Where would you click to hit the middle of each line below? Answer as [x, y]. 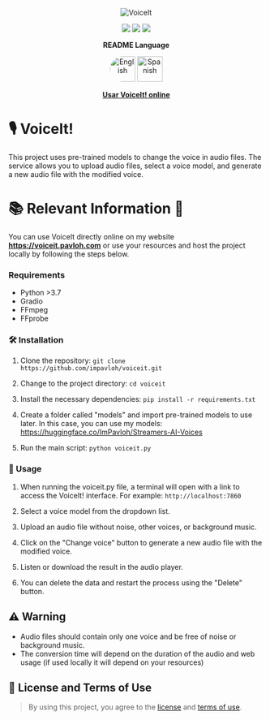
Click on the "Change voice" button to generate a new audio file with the [141, 542]
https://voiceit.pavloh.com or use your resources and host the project [127, 245]
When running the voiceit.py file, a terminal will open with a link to [130, 486]
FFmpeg [34, 310]
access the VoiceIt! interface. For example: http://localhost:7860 [131, 495]
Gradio [31, 301]
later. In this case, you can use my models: [91, 424]
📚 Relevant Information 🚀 [96, 209]
